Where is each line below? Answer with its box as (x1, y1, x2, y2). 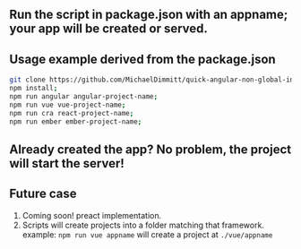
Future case (9, 186, 78, 202)
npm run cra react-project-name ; (9, 108, 134, 117)
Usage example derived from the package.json (9, 51, 276, 66)
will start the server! (9, 156, 125, 171)
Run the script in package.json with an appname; (9, 7, 288, 22)
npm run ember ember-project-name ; (9, 116, 142, 126)
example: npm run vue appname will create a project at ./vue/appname (21, 228, 273, 240)
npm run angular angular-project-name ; (9, 91, 159, 101)
